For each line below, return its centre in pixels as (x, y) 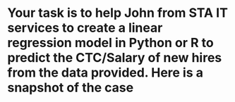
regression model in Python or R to (110, 43)
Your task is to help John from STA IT (117, 13)
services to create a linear (85, 28)
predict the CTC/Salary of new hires (115, 58)
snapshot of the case (71, 88)
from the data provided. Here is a (105, 73)
